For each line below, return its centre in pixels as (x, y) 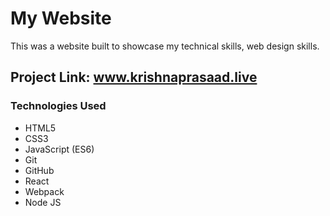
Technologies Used (58, 106)
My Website (61, 18)
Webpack (44, 191)
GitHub (39, 170)
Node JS (43, 202)
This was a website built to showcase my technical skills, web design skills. (165, 46)
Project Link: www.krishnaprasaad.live (134, 77)
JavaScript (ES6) (59, 149)
